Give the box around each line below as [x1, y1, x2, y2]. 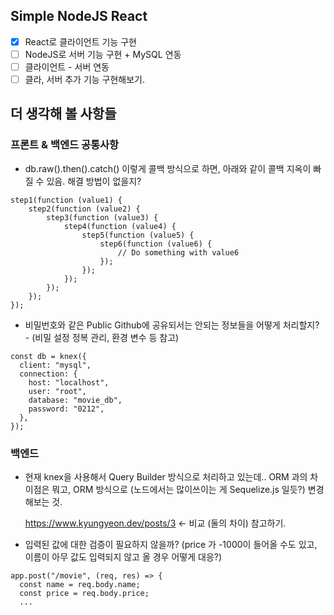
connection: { [19, 369, 78, 379]
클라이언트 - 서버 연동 [24, 60, 110, 73]
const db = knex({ [10, 351, 87, 361]
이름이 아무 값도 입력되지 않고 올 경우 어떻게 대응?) [24, 551, 223, 563]
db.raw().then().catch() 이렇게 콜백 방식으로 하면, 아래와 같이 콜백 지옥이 [24, 162, 312, 174]
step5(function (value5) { [81, 230, 195, 240]
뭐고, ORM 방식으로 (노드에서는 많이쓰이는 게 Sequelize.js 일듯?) [51, 484, 306, 496]
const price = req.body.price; [19, 589, 150, 599]
